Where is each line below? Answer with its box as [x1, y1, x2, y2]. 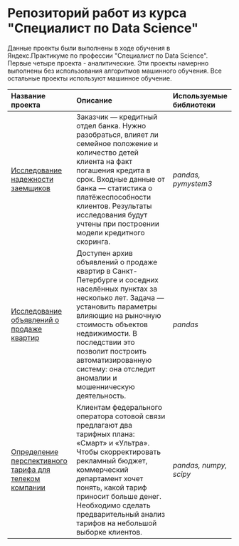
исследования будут [76, 210, 148, 220]
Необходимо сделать [76, 500, 151, 510]
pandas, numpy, [173, 460, 228, 470]
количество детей [76, 148, 139, 158]
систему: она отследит [76, 364, 156, 374]
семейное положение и [76, 138, 159, 148]
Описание [76, 95, 112, 105]
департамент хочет [76, 473, 144, 483]
